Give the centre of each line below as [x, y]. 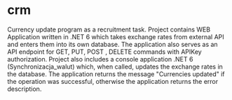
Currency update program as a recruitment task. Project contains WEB [109, 29]
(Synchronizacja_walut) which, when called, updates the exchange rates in [115, 66]
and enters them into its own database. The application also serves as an [113, 44]
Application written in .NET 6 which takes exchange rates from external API [116, 36]
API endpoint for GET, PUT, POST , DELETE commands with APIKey [104, 52]
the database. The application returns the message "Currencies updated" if [116, 74]
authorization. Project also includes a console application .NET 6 [100, 59]
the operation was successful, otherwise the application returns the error [113, 81]
